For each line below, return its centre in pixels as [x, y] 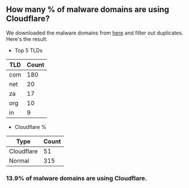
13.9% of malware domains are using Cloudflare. [77, 178]
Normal [19, 161]
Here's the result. [27, 39]
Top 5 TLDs [28, 50]
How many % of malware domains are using [88, 10]
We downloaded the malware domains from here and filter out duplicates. [95, 33]
